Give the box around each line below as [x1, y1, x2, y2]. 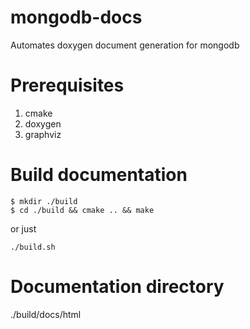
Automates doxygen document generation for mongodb [10, 39, 240, 51]
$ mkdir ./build [10, 196, 78, 206]
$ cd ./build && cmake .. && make [10, 205, 155, 215]
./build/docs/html [10, 308, 82, 320]
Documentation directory [10, 276, 225, 298]
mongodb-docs [10, 6, 143, 29]
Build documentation [10, 164, 188, 186]
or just [10, 222, 37, 235]
